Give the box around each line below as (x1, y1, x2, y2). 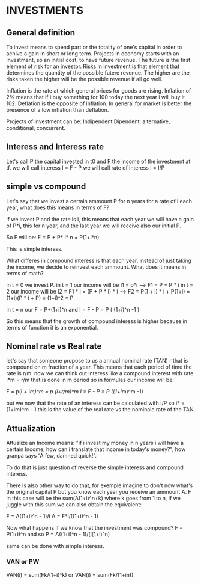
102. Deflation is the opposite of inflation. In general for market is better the (6, 100, 192, 107)
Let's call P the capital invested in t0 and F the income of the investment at (6, 158, 191, 165)
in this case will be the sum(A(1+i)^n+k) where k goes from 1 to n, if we (6, 494, 181, 502)
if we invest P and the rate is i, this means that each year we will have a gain (6, 215, 194, 223)
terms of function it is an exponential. (6, 324, 98, 331)
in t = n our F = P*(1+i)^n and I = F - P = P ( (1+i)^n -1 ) (6, 306, 140, 313)
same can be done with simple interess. (6, 543, 104, 550)
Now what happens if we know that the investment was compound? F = (6, 524, 184, 532)
